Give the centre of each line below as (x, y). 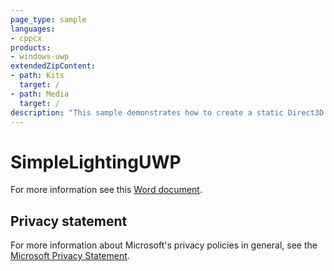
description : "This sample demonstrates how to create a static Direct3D (167, 112)
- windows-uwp (40, 57)
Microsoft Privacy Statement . (70, 256)
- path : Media (40, 94)
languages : (33, 29)
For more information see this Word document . (106, 190)
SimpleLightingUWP (96, 162)
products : (31, 47)
